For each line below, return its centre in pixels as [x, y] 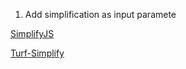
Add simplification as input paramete [100, 14]
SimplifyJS [32, 33]
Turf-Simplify [37, 53]
